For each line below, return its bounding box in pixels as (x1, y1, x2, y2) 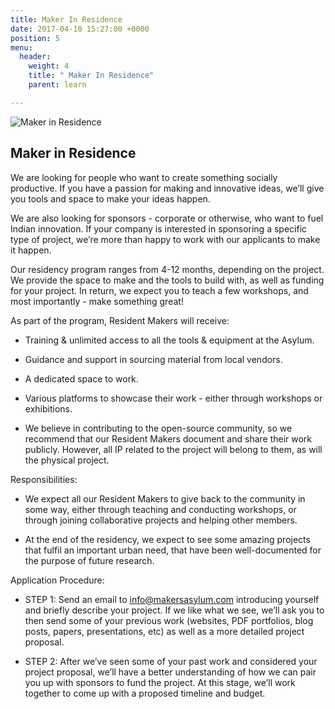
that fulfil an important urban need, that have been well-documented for (24, 544, 322, 556)
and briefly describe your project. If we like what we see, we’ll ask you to (24, 604, 325, 616)
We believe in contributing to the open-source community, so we (24, 422, 293, 434)
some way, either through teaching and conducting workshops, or (24, 503, 297, 515)
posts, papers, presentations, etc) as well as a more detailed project (24, 625, 305, 637)
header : (19, 52, 52, 62)
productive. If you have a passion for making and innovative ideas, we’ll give (10, 182, 325, 194)
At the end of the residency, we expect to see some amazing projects (24, 533, 311, 545)
